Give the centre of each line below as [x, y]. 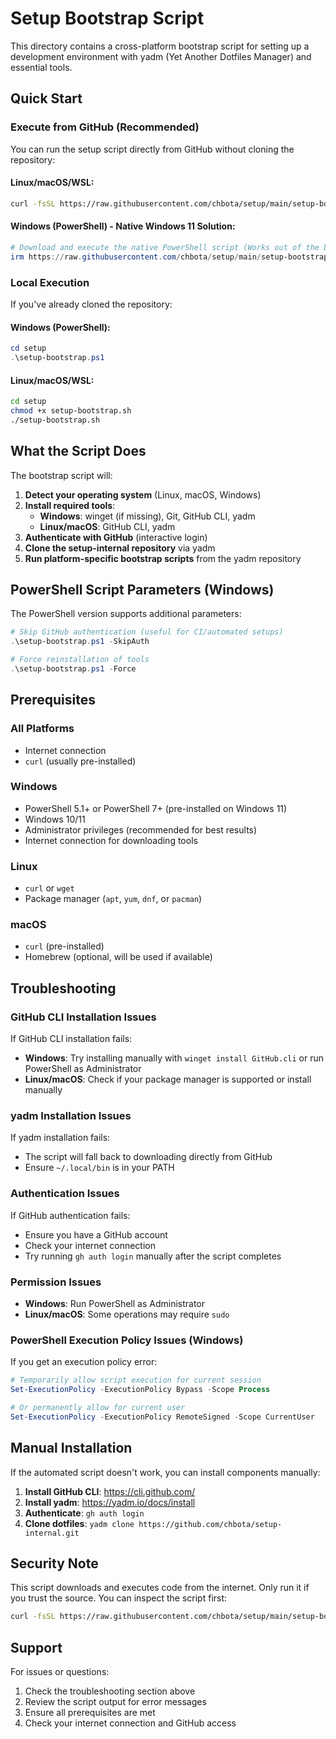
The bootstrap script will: [61, 475]
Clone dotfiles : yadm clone [79, 1523]
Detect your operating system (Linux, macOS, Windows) [143, 494]
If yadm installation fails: [60, 1138]
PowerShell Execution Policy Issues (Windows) [127, 1340]
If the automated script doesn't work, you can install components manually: [165, 1472]
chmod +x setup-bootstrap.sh [71, 410]
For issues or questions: [60, 1672]
